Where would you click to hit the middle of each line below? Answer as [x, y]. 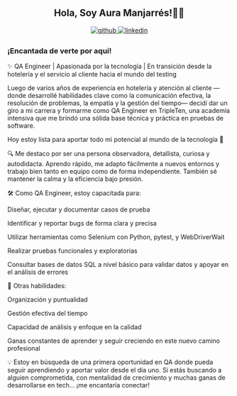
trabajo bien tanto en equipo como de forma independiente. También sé [112, 172]
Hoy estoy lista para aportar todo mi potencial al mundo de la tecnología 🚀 [116, 140]
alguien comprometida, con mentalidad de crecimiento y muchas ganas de [116, 378]
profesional [24, 348]
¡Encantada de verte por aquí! [60, 50]
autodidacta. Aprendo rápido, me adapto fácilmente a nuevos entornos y [114, 164]
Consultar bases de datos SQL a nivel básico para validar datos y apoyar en [118, 265]
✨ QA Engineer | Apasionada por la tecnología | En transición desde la [110, 66]
